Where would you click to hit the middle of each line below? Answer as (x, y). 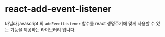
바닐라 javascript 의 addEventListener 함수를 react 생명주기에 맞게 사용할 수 (80, 23)
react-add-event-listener (58, 9)
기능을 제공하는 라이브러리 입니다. (43, 29)
